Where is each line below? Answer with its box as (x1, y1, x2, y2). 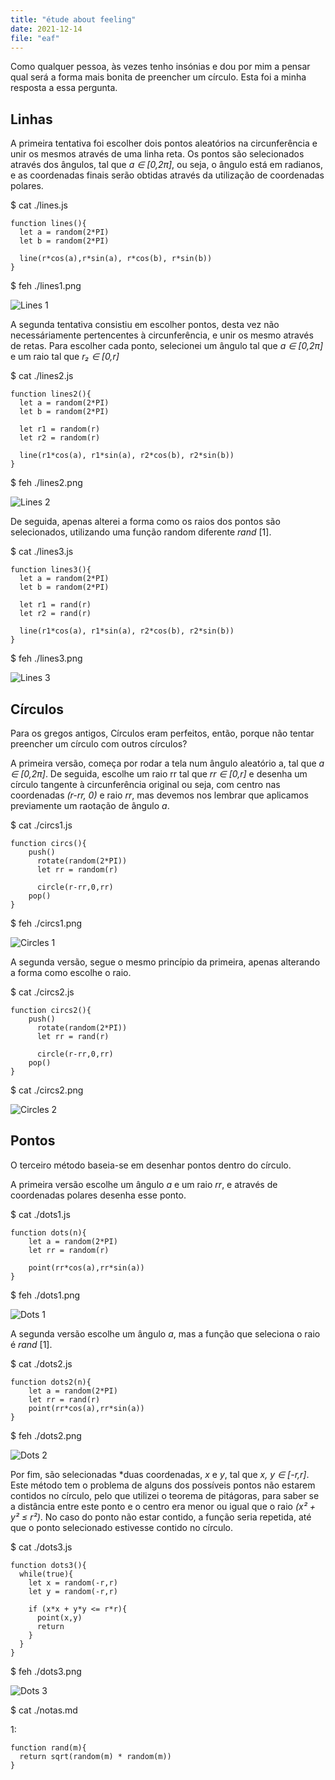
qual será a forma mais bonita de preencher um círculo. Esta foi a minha (10, 71, 307, 83)
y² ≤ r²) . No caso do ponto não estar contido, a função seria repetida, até (10, 1511, 312, 1523)
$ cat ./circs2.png (10, 1084, 84, 1096)
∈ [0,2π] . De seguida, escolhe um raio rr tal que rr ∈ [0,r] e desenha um (10, 768, 308, 780)
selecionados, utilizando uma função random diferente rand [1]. (10, 526, 272, 538)
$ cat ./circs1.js (10, 819, 73, 831)
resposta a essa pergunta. (10, 82, 118, 94)
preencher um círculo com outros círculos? (10, 738, 188, 750)
